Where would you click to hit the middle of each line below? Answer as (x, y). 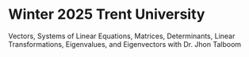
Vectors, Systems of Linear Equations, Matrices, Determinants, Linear (122, 36)
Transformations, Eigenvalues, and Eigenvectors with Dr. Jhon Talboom (125, 44)
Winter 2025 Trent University (107, 14)
